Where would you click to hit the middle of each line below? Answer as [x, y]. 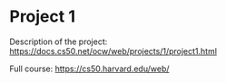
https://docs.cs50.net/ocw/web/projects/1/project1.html [113, 51]
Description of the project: [59, 41]
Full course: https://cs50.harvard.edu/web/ [89, 69]
